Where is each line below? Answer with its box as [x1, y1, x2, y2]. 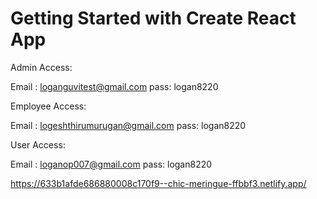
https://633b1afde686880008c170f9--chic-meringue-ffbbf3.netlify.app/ [10, 177, 307, 189]
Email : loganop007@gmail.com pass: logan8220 [10, 158, 213, 170]
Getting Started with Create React [10, 7, 297, 30]
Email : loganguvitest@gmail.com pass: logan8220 [10, 80, 219, 92]
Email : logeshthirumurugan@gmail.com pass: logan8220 [10, 119, 247, 131]
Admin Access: [10, 61, 73, 73]
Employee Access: [10, 100, 87, 112]
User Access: [10, 138, 66, 151]
